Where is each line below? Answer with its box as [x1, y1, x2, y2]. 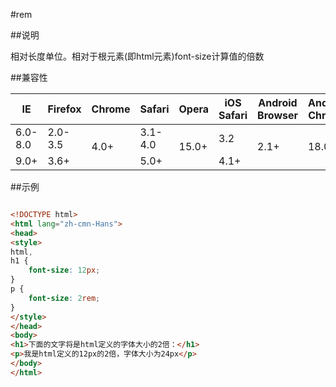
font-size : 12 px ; [28, 265, 101, 276]
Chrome [91, 102, 131, 116]
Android [258, 96, 298, 109]
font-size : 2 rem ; [28, 293, 101, 303]
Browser [257, 109, 298, 122]
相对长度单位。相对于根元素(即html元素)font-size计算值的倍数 [10, 50, 265, 62]
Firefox [47, 102, 82, 116]
